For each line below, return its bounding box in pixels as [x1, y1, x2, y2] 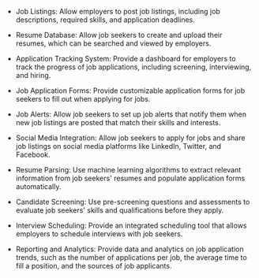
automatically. [15, 182, 62, 191]
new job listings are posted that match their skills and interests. [15, 118, 221, 127]
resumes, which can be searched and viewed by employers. [15, 39, 212, 48]
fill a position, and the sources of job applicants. [15, 261, 172, 270]
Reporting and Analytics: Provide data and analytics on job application [15, 244, 244, 254]
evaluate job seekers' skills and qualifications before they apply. [15, 206, 224, 215]
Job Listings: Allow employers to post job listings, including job [15, 7, 221, 16]
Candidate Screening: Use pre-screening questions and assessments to [15, 197, 250, 206]
